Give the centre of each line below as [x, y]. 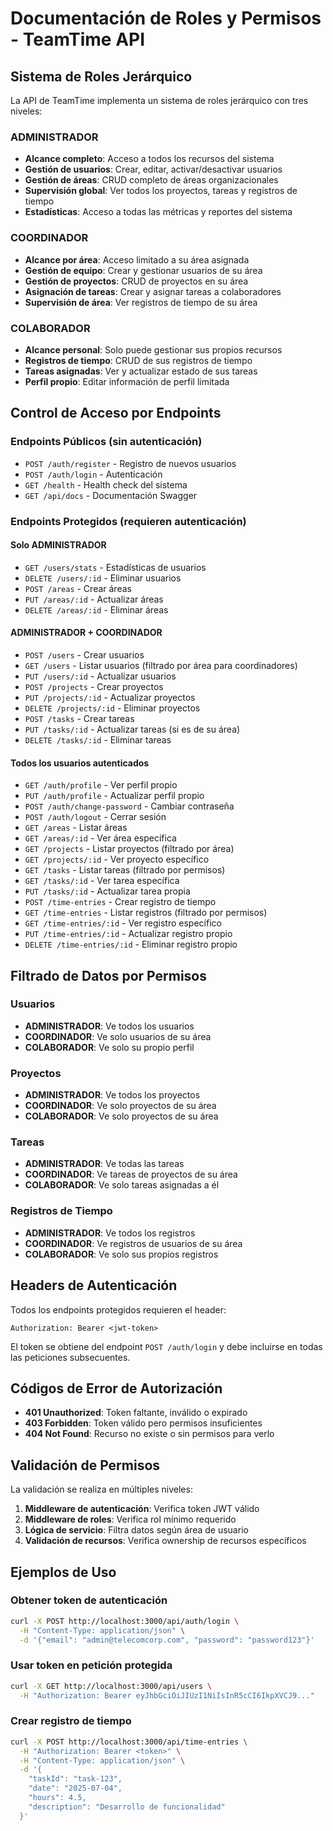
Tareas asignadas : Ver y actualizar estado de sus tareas [141, 371]
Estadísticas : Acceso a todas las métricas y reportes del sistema [158, 212]
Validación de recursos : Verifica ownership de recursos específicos [165, 1541]
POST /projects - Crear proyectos [94, 686]
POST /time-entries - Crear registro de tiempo [120, 902]
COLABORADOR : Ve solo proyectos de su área [121, 1116]
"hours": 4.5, [57, 1798]
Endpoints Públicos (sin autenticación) [106, 442]
